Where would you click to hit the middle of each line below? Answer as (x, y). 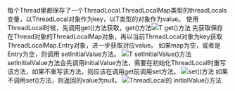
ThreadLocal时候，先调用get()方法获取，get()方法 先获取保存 (115, 28)
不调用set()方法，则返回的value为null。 (64, 80)
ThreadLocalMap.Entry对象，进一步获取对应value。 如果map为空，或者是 (114, 45)
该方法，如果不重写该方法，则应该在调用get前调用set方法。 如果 (118, 71)
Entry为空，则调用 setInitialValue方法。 (64, 54)
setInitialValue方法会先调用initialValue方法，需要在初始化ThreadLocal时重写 (117, 63)
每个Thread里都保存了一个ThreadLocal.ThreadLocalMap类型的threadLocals (117, 10)
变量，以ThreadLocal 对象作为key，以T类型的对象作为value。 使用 (103, 19)
